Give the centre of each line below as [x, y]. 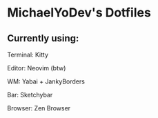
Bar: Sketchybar [30, 95]
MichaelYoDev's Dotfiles [79, 13]
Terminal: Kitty [28, 55]
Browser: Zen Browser [39, 108]
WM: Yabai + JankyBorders [46, 81]
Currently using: [43, 38]
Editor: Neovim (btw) [37, 68]
